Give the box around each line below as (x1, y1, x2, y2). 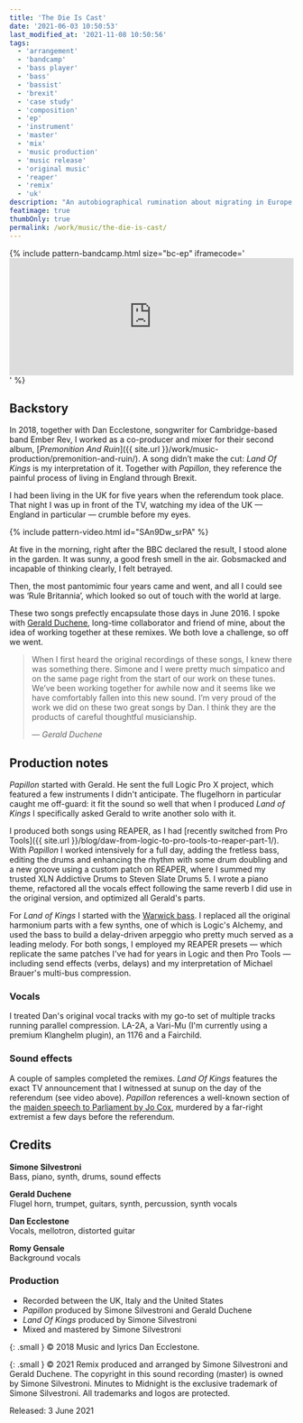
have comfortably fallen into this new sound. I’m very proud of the (31, 692, 277, 704)
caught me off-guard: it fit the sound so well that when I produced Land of (9, 799, 286, 809)
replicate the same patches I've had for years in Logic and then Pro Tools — (9, 948, 291, 959)
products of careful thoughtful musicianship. (31, 712, 197, 723)
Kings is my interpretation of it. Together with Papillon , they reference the (9, 463, 282, 474)
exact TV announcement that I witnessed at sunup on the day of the (9, 1082, 262, 1093)
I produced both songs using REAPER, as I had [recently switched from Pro (9, 826, 289, 836)
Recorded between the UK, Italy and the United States (22, 1295, 224, 1306)
